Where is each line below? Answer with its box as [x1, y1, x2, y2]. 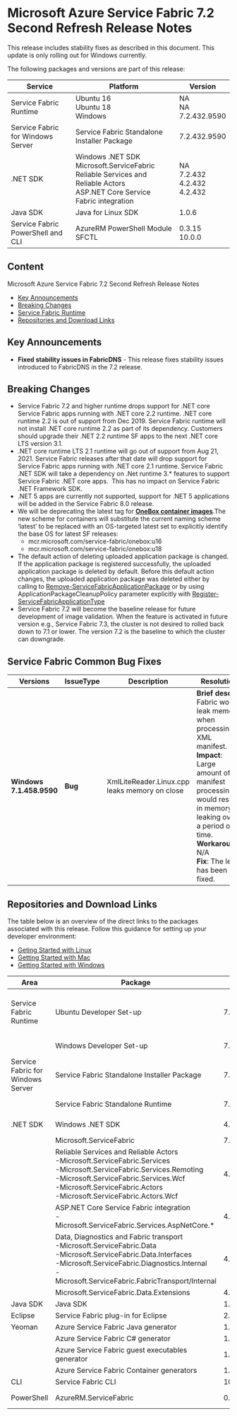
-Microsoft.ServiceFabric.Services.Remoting [55, 1165, 204, 1174]
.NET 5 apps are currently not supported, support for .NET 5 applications [17, 492, 230, 500]
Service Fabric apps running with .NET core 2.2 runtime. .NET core [17, 409, 212, 418]
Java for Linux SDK [75, 207, 139, 217]
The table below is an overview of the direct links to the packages [7, 917, 199, 925]
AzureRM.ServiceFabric [55, 1393, 134, 1403]
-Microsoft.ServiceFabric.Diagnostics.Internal [55, 1258, 207, 1268]
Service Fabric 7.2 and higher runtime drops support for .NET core [17, 402, 210, 410]
